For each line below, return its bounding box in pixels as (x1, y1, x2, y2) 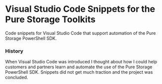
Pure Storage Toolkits (5, 14, 96, 25)
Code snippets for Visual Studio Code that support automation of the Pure (5, 30, 156, 36)
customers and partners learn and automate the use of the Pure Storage (5, 64, 153, 70)
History (5, 48, 24, 55)
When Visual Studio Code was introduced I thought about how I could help (5, 59, 158, 65)
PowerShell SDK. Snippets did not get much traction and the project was (5, 69, 153, 75)
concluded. (5, 75, 28, 81)
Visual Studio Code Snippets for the (5, 3, 155, 15)
